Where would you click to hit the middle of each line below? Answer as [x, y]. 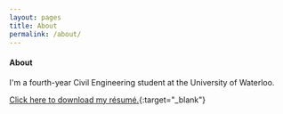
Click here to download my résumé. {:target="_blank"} [108, 100]
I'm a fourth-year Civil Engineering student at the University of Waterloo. [142, 82]
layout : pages [36, 17]
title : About [33, 26]
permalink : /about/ [45, 34]
